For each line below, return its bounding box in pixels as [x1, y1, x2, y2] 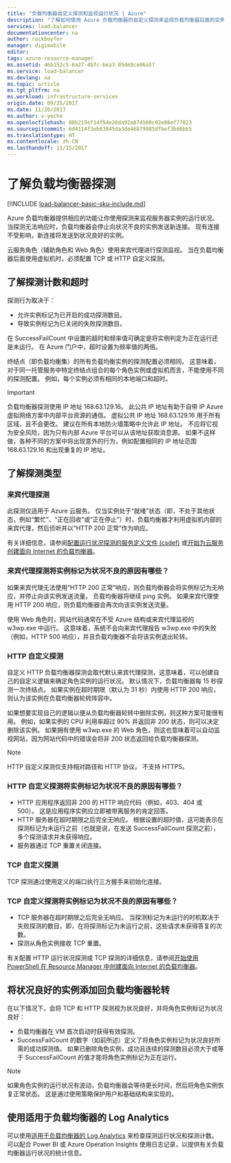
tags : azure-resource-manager [7, 55, 94, 62]
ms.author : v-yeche [7, 112, 63, 119]
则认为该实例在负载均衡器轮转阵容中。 [7, 694, 115, 703]
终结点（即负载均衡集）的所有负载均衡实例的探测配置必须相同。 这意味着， [7, 357, 220, 365]
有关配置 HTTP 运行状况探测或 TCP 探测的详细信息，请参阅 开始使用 [7, 954, 199, 962]
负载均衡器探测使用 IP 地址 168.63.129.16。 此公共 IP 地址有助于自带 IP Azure [7, 402, 223, 411]
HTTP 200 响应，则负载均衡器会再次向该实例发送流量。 [14, 600, 173, 608]
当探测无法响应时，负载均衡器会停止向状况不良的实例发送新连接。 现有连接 [7, 222, 220, 231]
